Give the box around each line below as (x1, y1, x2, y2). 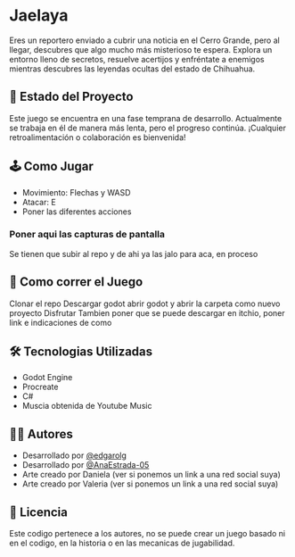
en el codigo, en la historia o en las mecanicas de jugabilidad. (9, 537, 235, 549)
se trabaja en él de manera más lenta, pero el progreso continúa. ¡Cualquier (9, 122, 287, 133)
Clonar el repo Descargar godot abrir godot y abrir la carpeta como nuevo (9, 298, 281, 309)
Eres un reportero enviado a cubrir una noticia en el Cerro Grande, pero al (9, 35, 281, 46)
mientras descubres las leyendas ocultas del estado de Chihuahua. (9, 63, 256, 74)
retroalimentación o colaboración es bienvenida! (9, 131, 186, 143)
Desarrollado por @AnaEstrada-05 (21, 460, 150, 470)
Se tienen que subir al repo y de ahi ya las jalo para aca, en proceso (9, 248, 258, 259)
